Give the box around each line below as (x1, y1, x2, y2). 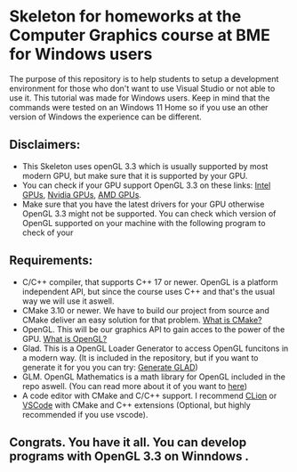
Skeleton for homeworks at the (9, 6, 242, 27)
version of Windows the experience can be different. (9, 111, 202, 122)
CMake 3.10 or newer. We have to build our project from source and (21, 305, 269, 315)
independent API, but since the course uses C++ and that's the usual (21, 286, 276, 297)
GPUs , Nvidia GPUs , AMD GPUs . (21, 189, 142, 199)
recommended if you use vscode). (21, 409, 148, 419)
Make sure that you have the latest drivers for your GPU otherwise (21, 199, 265, 209)
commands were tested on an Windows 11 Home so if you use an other (9, 102, 269, 112)
